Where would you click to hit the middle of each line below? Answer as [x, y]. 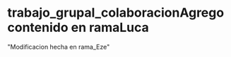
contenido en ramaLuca [78, 27]
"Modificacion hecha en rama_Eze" [59, 47]
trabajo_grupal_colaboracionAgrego [116, 13]
